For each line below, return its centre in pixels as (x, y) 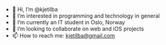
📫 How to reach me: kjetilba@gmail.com (63, 36)
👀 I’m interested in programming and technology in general (86, 16)
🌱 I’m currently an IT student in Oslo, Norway (68, 22)
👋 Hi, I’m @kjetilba (35, 9)
